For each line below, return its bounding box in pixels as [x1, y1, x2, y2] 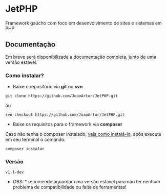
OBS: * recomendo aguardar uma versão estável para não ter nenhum [12, 179, 160, 185]
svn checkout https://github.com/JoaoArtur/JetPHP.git [5, 112, 125, 117]
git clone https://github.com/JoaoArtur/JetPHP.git [5, 93, 118, 99]
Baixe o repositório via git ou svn [12, 84, 83, 90]
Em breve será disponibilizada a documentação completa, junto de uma [5, 54, 156, 60]
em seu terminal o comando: [5, 136, 66, 143]
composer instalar [5, 147, 45, 152]
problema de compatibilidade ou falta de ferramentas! [12, 184, 127, 190]
